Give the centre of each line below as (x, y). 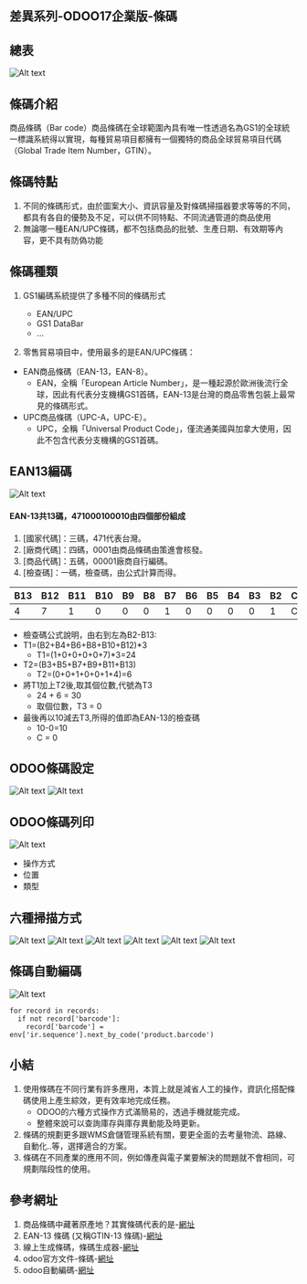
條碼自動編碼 (46, 971)
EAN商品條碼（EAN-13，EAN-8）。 (88, 371)
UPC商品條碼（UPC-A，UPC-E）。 (87, 417)
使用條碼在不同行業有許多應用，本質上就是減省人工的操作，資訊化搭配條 (159, 1088)
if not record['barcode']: (69, 1019)
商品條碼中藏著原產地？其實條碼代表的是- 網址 (109, 1224)
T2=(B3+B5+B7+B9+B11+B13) (79, 664)
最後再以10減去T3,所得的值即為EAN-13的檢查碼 (111, 717)
